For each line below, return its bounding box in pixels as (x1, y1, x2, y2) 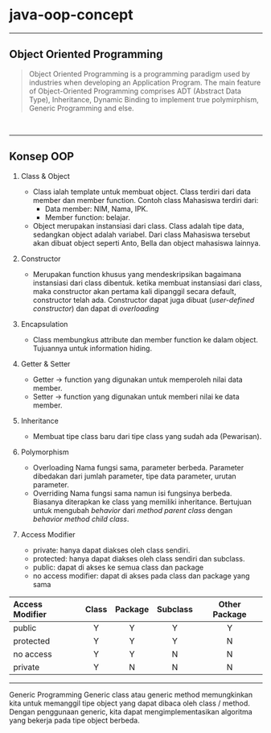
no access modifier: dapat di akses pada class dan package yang (32, 570, 250, 581)
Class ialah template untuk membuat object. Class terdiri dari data (32, 187, 252, 197)
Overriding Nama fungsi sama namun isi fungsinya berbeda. (32, 488, 232, 498)
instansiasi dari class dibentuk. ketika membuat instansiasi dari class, (32, 278, 262, 288)
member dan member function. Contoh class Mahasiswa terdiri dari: (32, 195, 259, 205)
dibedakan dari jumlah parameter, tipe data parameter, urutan (32, 471, 236, 481)
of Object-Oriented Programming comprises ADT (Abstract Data (28, 86, 242, 96)
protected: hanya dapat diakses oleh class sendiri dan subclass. (32, 553, 245, 563)
